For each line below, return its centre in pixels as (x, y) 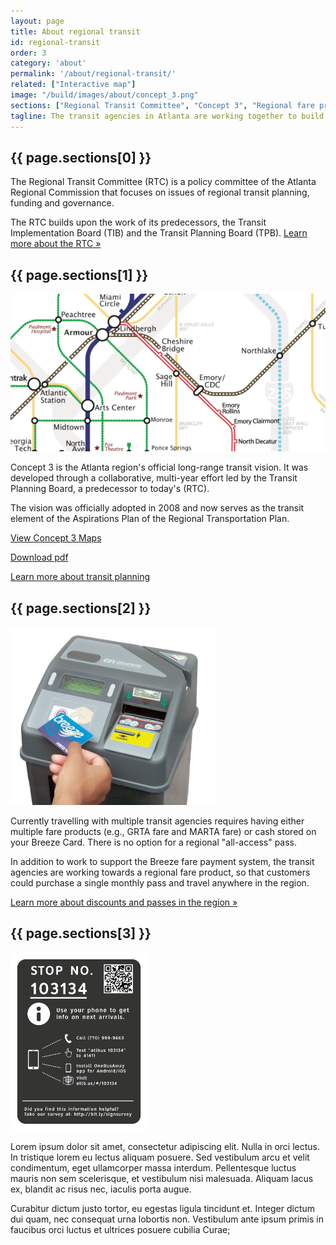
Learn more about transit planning (80, 577)
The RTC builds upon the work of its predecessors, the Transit (138, 222)
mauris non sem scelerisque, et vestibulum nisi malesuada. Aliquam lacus (162, 1178)
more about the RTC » (56, 244)
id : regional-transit (55, 42)
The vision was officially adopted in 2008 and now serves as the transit (157, 508)
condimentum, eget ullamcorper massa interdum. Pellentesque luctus (153, 1167)
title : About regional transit (75, 31)
